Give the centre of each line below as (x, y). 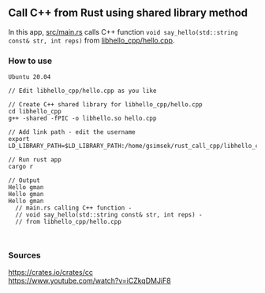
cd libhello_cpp (35, 112)
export (19, 139)
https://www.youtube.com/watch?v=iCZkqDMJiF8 (90, 281)
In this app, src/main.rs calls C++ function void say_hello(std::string (123, 32)
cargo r (21, 167)
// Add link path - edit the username (72, 132)
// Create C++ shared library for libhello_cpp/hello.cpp (105, 105)
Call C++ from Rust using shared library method (128, 13)
